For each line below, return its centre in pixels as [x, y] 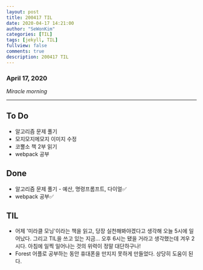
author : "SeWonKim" [31, 29]
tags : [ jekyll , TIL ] [32, 40]
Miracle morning [27, 91]
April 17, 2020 [27, 78]
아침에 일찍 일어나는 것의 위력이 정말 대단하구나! [84, 246]
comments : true [25, 51]
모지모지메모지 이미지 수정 [46, 139]
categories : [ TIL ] [29, 35]
